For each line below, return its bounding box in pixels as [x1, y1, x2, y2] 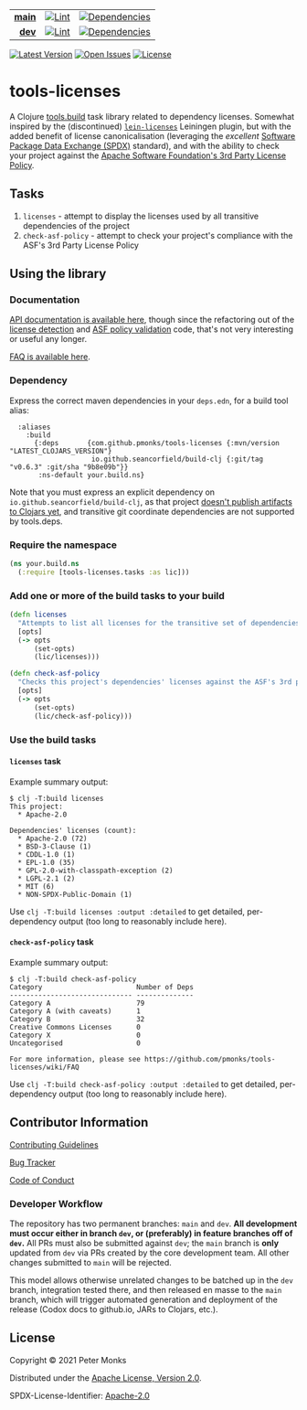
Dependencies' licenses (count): [9, 826, 137, 835]
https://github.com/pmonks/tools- [144, 1054, 276, 1063]
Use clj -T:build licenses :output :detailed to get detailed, [9, 905, 245, 917]
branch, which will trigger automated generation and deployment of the [9, 1294, 279, 1306]
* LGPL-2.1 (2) [17, 873, 76, 883]
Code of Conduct [9, 1174, 75, 1185]
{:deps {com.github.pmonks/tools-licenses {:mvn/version [33, 438, 281, 447]
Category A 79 [9, 999, 145, 1008]
